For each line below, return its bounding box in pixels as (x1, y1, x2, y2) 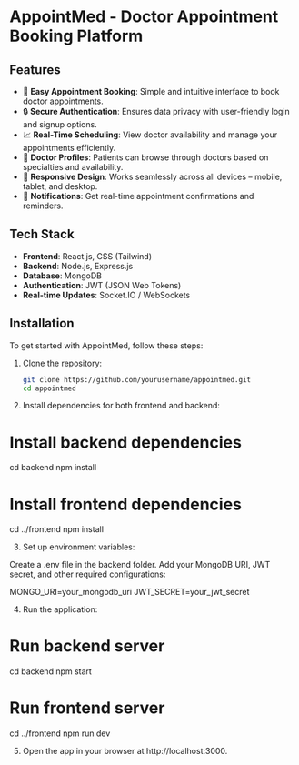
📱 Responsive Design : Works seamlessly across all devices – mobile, (22, 171, 283, 182)
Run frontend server (9, 698, 165, 719)
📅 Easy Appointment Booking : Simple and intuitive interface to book (22, 86, 280, 96)
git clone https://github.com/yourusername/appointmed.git (22, 375, 252, 384)
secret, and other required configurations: (9, 569, 166, 579)
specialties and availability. (22, 162, 124, 172)
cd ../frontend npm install (9, 524, 105, 535)
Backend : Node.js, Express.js (22, 260, 134, 271)
